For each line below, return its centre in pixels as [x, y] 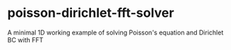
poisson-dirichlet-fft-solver [91, 13]
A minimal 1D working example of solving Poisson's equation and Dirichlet [116, 32]
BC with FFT [26, 39]
